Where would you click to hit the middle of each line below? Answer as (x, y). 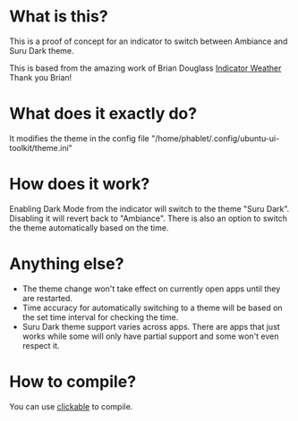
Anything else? (67, 264)
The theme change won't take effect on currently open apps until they (151, 289)
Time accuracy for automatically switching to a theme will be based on (153, 307)
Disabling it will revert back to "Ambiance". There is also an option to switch (149, 218)
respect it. (41, 345)
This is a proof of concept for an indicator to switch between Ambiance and (149, 41)
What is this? (59, 17)
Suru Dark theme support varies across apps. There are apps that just (151, 326)
